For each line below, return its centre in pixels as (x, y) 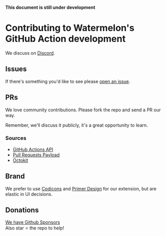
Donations (22, 210)
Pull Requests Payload (36, 155)
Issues (16, 69)
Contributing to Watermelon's (70, 28)
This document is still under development (50, 7)
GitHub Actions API (33, 149)
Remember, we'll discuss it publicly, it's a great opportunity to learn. (77, 125)
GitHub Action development (66, 39)
